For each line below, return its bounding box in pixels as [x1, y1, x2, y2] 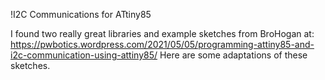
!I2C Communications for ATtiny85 [10, 9, 152, 20]
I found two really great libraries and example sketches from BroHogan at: [10, 28, 315, 39]
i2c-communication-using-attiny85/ [10, 49, 158, 61]
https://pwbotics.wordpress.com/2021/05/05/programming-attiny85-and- [10, 39, 315, 50]
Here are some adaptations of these [159, 49, 308, 61]
